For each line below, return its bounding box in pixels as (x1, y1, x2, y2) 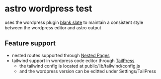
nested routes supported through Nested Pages (11, 52, 110, 58)
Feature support (4, 39, 56, 48)
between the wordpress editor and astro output (4, 24, 101, 30)
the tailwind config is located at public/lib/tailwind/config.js (19, 63, 140, 69)
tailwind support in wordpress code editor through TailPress (11, 58, 135, 64)
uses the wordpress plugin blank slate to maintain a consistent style (4, 19, 144, 25)
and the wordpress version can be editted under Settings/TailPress (19, 68, 157, 74)
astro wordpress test (4, 3, 92, 14)
